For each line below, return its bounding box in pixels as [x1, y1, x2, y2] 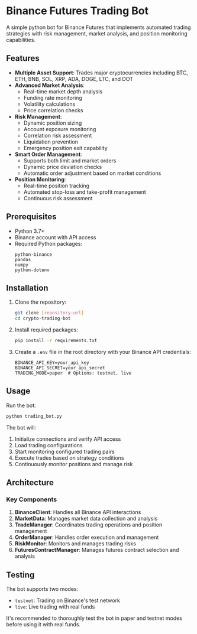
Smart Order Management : [14, 151, 82, 158]
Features [6, 53, 40, 63]
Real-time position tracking [23, 182, 90, 189]
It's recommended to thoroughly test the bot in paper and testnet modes [6, 615, 182, 622]
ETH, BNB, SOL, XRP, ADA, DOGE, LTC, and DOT [14, 75, 133, 82]
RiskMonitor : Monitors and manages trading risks [14, 540, 136, 547]
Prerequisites [6, 212, 57, 222]
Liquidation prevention [23, 138, 79, 145]
